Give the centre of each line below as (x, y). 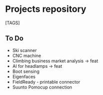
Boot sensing (26, 71)
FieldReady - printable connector (46, 82)
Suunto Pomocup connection (42, 87)
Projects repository (46, 9)
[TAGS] (12, 23)
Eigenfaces (24, 76)
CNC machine (27, 55)
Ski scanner (25, 50)
